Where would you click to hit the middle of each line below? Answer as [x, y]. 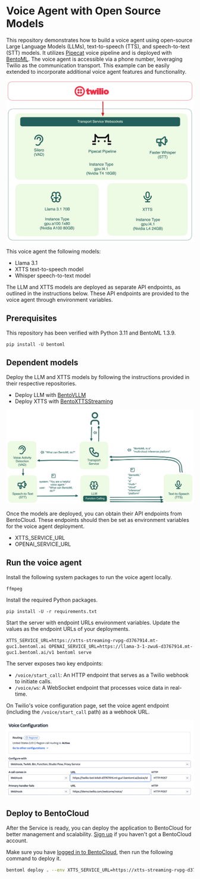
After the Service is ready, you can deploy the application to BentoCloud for [99, 828]
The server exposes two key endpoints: [54, 663]
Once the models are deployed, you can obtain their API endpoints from [94, 514]
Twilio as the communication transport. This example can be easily [88, 65]
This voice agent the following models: [54, 251]
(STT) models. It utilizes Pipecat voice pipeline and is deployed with [89, 52]
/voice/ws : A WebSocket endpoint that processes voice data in [92, 687]
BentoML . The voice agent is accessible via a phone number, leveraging [94, 59]
